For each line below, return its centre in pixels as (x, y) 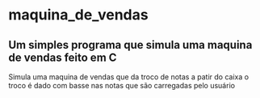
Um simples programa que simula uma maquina (130, 45)
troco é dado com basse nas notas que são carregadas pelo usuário (122, 85)
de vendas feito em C (63, 57)
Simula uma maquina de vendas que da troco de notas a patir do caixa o (128, 77)
